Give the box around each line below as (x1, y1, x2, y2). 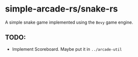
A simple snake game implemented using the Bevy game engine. (5, 19, 134, 25)
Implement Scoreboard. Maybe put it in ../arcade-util (12, 46, 122, 52)
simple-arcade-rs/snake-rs (5, 3, 118, 14)
